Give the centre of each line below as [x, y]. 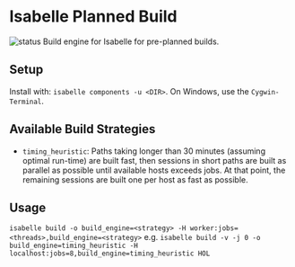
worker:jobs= [214, 228]
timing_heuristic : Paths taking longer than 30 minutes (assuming [144, 151]
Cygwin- [265, 92]
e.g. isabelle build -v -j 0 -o [202, 237]
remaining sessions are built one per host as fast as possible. [135, 179]
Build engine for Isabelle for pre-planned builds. [131, 41]
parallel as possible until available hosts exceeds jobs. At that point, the [154, 170]
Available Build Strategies [82, 129]
